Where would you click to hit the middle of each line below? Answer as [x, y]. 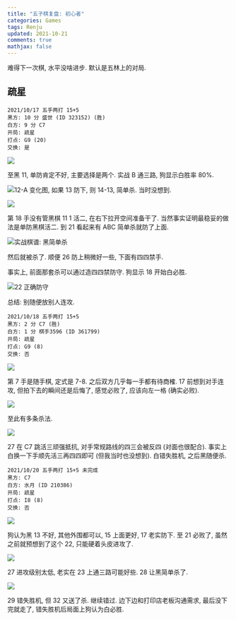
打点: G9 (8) [25, 347]
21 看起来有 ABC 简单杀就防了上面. [119, 227]
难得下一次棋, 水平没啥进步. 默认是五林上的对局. [77, 67]
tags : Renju [25, 27]
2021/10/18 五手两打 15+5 [43, 316]
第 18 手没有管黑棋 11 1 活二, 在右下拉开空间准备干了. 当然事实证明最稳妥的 [115, 218]
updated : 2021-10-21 [38, 34]
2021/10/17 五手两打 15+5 [43, 110]
